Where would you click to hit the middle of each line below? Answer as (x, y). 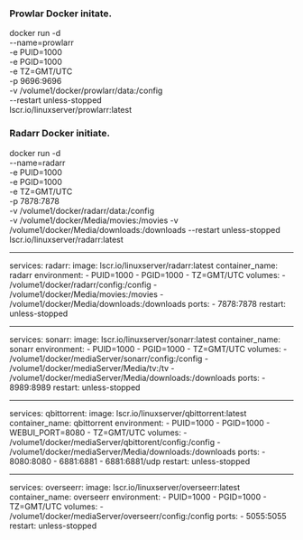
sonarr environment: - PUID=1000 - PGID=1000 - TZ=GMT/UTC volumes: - (148, 349)
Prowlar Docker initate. (61, 14)
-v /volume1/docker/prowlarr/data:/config (86, 91)
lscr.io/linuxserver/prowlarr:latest (71, 110)
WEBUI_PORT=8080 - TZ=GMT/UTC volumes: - (98, 433)
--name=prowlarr (41, 42)
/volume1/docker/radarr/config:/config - (83, 284)
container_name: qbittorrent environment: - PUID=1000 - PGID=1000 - (140, 423)
